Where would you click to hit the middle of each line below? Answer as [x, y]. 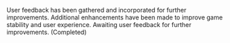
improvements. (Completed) [47, 32]
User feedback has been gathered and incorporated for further [97, 10]
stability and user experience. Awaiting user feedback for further [99, 25]
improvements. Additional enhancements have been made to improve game [115, 17]
